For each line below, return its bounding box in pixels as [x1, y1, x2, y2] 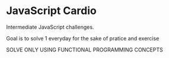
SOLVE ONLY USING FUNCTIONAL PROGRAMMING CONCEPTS [6, 46, 163, 53]
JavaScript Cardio [6, 4, 97, 18]
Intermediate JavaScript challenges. [6, 23, 94, 30]
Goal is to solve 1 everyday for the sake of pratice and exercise [6, 35, 160, 42]
